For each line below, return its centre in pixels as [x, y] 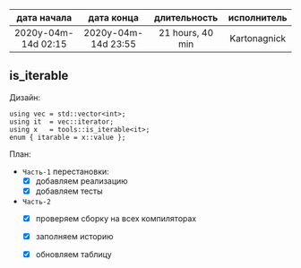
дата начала [44, 17]
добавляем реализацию [82, 181]
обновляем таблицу [73, 255]
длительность [186, 17]
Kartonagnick [258, 38]
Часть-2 [36, 202]
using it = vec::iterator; [62, 121]
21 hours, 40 [186, 33]
